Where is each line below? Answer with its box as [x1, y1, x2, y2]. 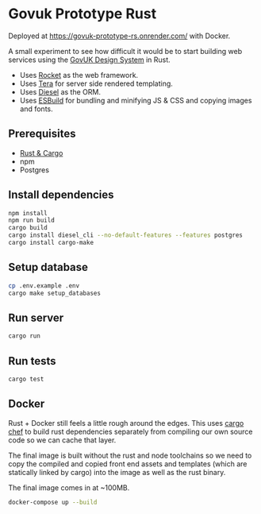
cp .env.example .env [8, 281, 80, 290]
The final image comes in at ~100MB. [8, 482, 130, 493]
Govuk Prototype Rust [8, 5, 157, 23]
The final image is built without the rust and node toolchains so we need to [8, 450, 252, 460]
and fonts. [19, 104, 53, 114]
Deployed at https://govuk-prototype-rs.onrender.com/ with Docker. [8, 31, 231, 41]
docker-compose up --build [8, 498, 98, 506]
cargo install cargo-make [8, 239, 94, 247]
